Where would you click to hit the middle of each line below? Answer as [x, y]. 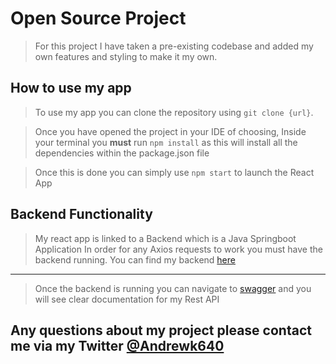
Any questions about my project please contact [161, 330]
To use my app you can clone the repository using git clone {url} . [174, 112]
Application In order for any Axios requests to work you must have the [178, 249]
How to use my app [71, 88]
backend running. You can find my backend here [135, 259]
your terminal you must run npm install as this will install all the [166, 142]
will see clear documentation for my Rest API [127, 299]
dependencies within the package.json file [122, 153]
